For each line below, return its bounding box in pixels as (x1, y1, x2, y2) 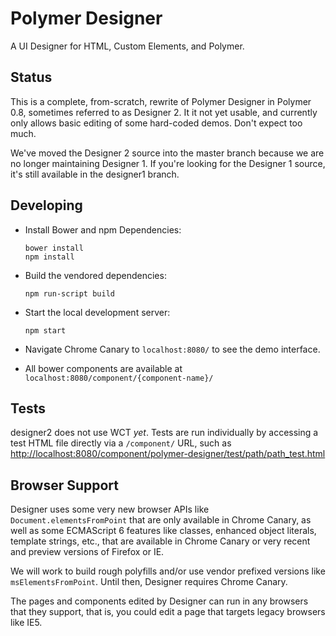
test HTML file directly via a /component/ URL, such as (10, 437, 232, 449)
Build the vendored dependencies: (24, 269, 167, 281)
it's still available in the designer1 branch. (10, 168, 180, 180)
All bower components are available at (24, 362, 183, 374)
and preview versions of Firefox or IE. (10, 546, 165, 558)
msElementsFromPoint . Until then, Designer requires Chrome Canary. (10, 576, 288, 588)
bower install (24, 243, 84, 253)
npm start (24, 325, 67, 336)
